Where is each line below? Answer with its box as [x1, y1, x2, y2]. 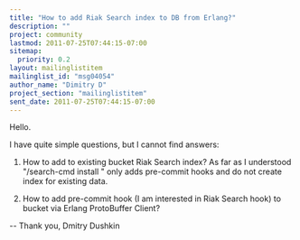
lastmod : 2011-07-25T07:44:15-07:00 [9, 38, 147, 48]
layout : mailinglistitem [9, 64, 103, 73]
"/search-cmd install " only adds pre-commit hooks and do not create [22, 166, 283, 177]
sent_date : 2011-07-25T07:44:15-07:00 [9, 97, 155, 106]
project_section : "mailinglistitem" [9, 88, 147, 97]
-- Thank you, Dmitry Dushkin [9, 220, 120, 231]
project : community [9, 30, 83, 39]
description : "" [9, 22, 70, 31]
